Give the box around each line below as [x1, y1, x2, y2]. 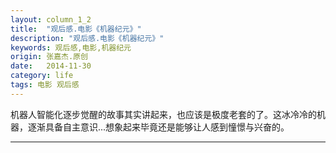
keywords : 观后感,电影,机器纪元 [10, 42, 132, 53]
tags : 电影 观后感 [10, 80, 80, 90]
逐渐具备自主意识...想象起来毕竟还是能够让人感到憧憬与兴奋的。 [27, 121, 290, 133]
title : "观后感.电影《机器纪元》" [10, 24, 142, 34]
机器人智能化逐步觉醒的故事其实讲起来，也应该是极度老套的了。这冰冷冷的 [10, 108, 317, 120]
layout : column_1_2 [10, 14, 92, 25]
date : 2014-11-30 [10, 61, 92, 71]
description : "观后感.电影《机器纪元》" [10, 33, 165, 43]
